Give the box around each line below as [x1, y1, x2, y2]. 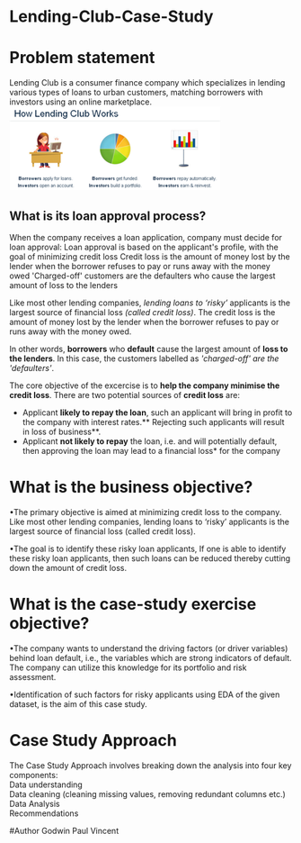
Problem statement [9, 48, 155, 68]
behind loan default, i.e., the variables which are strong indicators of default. [9, 652, 292, 663]
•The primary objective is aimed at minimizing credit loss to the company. [9, 506, 282, 517]
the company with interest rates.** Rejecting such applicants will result [22, 416, 285, 427]
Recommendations [9, 808, 79, 819]
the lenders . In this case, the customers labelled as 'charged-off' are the [9, 353, 279, 364]
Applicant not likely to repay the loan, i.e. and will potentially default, [22, 435, 278, 447]
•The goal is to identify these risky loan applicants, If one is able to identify [9, 543, 287, 554]
